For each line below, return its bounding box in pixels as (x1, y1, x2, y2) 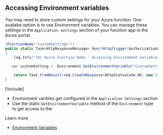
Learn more (5, 115, 28, 121)
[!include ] (5, 86, 24, 92)
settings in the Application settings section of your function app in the (5, 27, 148, 33)
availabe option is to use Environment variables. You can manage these (5, 22, 147, 28)
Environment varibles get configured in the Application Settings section (12, 95, 158, 101)
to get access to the (12, 105, 52, 111)
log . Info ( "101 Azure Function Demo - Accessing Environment (14, 55, 138, 60)
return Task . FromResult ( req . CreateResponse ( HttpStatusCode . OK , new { (14, 73, 158, 78)
